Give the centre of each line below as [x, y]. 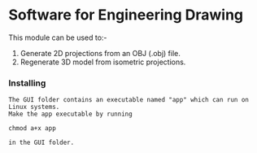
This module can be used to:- [58, 37]
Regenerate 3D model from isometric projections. [103, 62]
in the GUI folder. [41, 143]
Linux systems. [34, 107]
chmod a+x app [33, 129]
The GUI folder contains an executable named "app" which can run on [129, 100]
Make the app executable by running [70, 114]
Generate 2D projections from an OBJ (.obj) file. [100, 53]
